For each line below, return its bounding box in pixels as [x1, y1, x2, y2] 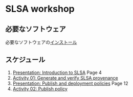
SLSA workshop [5, 3, 75, 15]
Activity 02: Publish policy [12, 85, 68, 92]
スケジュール [5, 56, 46, 64]
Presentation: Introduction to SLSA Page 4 [12, 69, 102, 76]
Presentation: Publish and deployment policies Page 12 [12, 80, 128, 86]
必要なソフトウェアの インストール [5, 39, 77, 45]
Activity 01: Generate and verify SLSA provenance [12, 75, 119, 81]
